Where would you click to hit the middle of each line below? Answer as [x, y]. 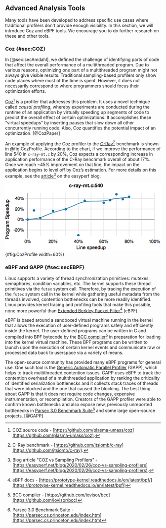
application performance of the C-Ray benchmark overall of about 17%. [78, 159]
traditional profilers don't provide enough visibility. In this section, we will [79, 25]
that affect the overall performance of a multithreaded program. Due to [77, 65]
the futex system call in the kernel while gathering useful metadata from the [83, 294]
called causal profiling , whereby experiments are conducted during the [77, 107]
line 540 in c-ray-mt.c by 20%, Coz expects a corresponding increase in [79, 154]
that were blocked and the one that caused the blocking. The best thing [78, 388]
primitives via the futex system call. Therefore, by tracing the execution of [81, 289]
